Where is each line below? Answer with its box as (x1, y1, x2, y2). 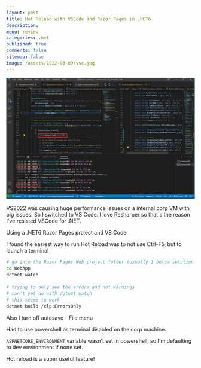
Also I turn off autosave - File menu (6, 314, 93, 321)
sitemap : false (6, 54, 44, 60)
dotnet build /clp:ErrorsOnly (6, 303, 82, 309)
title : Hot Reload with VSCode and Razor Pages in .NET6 (6, 16, 151, 22)
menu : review (6, 29, 39, 35)
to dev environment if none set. (6, 343, 84, 351)
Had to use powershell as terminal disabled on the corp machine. (6, 326, 166, 333)
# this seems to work (6, 297, 60, 303)
